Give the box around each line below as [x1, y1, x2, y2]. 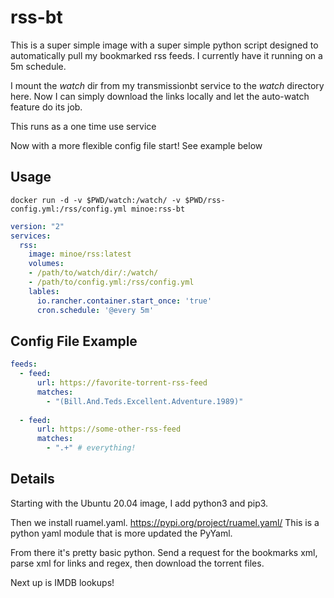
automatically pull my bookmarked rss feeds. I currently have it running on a [10, 49, 323, 61]
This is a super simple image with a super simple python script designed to [10, 39, 319, 51]
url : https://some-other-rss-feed [36, 424, 182, 435]
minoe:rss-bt [131, 204, 186, 214]
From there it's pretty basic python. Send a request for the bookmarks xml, [10, 546, 318, 558]
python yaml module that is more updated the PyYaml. [10, 527, 233, 539]
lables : [28, 286, 60, 296]
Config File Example [10, 332, 138, 350]
